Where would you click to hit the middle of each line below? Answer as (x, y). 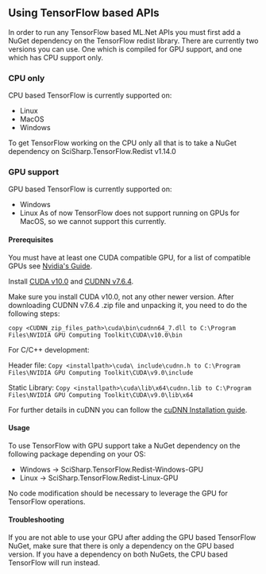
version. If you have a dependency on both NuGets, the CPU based (118, 554)
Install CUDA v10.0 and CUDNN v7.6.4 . (71, 281)
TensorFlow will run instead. (54, 563)
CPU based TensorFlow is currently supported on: (90, 95)
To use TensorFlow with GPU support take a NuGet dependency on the (124, 445)
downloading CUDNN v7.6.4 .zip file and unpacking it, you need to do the (128, 305)
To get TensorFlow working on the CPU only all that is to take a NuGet (122, 143)
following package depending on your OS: (77, 454)
